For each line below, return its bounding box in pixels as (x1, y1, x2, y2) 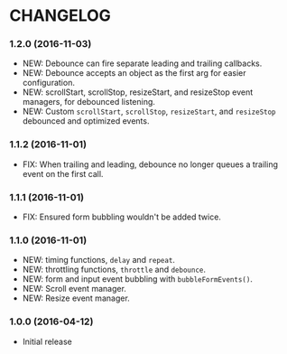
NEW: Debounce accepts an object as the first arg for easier (22, 68, 246, 79)
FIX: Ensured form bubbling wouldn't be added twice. (22, 211, 221, 222)
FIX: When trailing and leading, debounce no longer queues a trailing (22, 159, 278, 170)
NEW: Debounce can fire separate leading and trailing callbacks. (22, 58, 263, 69)
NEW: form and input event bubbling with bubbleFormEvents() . (22, 274, 253, 284)
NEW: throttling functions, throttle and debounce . (22, 264, 206, 275)
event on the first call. (22, 168, 104, 179)
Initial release (22, 336, 72, 347)
